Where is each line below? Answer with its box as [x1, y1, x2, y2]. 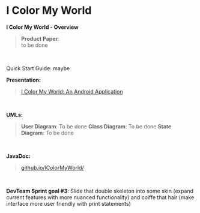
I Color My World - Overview [6, 23, 79, 31]
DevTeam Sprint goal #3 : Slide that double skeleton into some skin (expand [6, 187, 194, 194]
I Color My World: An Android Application [20, 88, 123, 95]
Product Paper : [20, 35, 59, 42]
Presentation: [6, 76, 41, 83]
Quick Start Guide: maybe [6, 64, 70, 72]
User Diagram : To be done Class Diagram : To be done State [20, 122, 172, 130]
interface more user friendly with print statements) [6, 200, 131, 207]
